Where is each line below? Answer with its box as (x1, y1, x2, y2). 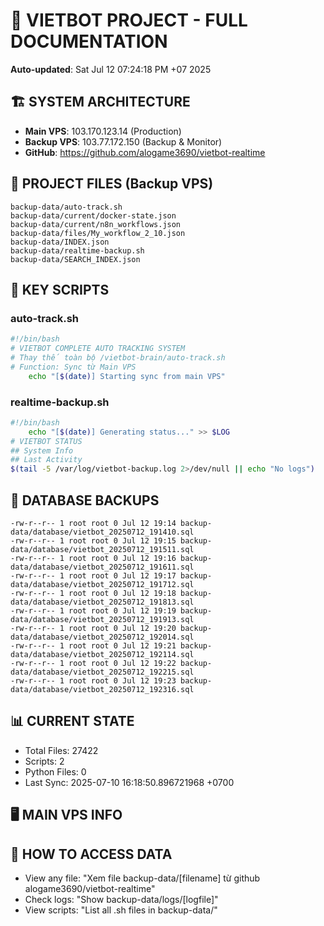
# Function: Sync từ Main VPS (10, 362, 137, 372)
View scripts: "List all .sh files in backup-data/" (24, 904, 218, 916)
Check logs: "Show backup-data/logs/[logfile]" (24, 894, 219, 905)
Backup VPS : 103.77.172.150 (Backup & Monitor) (24, 135, 223, 148)
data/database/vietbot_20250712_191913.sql (10, 614, 195, 624)
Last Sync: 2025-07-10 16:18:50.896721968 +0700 (24, 776, 235, 788)
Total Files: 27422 (24, 744, 99, 756)
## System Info (10, 445, 74, 456)
